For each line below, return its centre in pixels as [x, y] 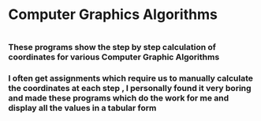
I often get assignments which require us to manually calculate [131, 78]
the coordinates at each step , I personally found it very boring [130, 89]
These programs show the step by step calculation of [112, 47]
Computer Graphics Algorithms [113, 15]
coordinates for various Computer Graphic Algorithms [114, 57]
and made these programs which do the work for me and [119, 98]
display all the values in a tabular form [82, 108]
